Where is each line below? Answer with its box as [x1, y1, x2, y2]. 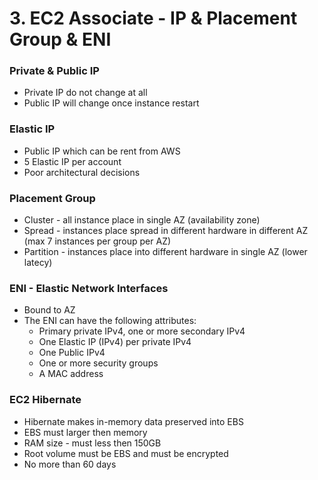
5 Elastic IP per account [23, 155, 122, 167]
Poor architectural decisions [23, 166, 141, 178]
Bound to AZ [23, 304, 76, 316]
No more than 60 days [23, 458, 117, 470]
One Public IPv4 [38, 347, 106, 359]
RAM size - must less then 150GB [23, 437, 162, 449]
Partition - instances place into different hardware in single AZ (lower [23, 246, 308, 258]
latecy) [23, 257, 53, 269]
